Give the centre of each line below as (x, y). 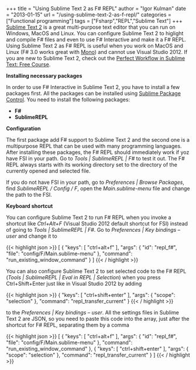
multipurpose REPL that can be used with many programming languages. (94, 146)
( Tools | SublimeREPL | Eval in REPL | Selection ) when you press (83, 277)
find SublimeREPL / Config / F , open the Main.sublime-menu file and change (98, 189)
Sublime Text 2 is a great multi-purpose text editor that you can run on (91, 27)
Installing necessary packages (44, 76)
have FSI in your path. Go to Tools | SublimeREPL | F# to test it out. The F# (96, 158)
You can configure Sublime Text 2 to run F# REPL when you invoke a (89, 217)
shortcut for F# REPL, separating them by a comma (68, 325)
